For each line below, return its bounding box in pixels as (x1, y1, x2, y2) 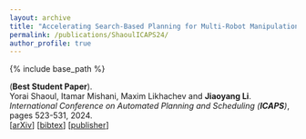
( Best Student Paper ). (9, 81, 93, 92)
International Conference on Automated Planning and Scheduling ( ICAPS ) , (9, 101, 290, 112)
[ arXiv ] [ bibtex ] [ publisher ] (9, 120, 109, 131)
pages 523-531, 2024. (9, 110, 93, 121)
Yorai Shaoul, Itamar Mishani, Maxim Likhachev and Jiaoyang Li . (9, 91, 252, 102)
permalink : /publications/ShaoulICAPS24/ (9, 30, 169, 39)
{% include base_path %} (9, 64, 106, 74)
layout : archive (9, 13, 71, 23)
